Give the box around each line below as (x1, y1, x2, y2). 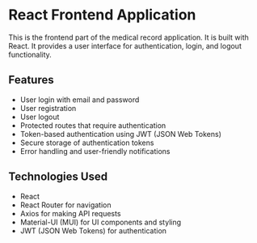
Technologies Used (8, 170, 107, 184)
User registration (19, 103, 77, 113)
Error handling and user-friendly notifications (19, 146, 171, 156)
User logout (19, 112, 60, 122)
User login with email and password (19, 95, 140, 104)
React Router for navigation (19, 200, 112, 210)
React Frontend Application (8, 6, 196, 24)
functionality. (8, 49, 53, 59)
